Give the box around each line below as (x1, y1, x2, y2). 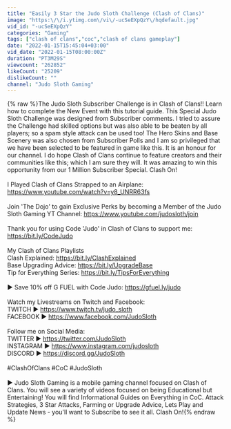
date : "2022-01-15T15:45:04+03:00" (7, 42, 110, 49)
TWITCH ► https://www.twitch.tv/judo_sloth (7, 305, 132, 314)
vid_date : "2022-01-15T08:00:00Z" (7, 49, 107, 56)
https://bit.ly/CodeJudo (7, 232, 74, 240)
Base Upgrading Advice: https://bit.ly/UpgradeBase (7, 261, 153, 269)
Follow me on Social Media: (7, 327, 86, 336)
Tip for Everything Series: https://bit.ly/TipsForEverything (7, 269, 170, 277)
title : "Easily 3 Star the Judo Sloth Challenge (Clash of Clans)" (7, 10, 205, 17)
